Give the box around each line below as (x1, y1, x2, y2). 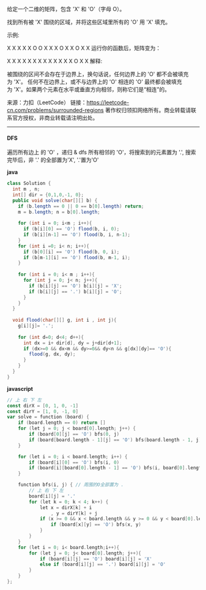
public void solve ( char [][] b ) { (12, 197, 98, 203)
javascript (7, 385, 33, 392)
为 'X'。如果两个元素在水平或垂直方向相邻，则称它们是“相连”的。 (7, 86, 171, 93)
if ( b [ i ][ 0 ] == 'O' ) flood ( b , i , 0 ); (23, 226, 120, 232)
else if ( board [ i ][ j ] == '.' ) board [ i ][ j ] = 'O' (39, 561, 166, 568)
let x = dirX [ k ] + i (39, 504, 92, 510)
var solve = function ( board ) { (7, 414, 89, 420)
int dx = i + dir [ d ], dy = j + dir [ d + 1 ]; (23, 339, 122, 346)
